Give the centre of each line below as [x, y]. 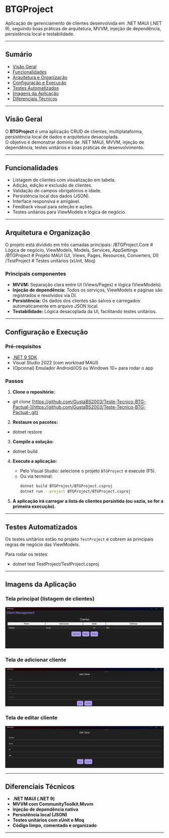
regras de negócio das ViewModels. [43, 545]
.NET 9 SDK [25, 357]
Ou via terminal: [36, 476]
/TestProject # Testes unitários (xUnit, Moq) [50, 261]
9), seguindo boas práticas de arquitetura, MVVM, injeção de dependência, [83, 28]
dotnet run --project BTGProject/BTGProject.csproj [75, 492]
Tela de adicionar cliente [36, 660]
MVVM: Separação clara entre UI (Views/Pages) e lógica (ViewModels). [87, 285]
